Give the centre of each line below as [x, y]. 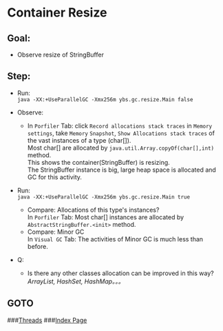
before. [38, 246]
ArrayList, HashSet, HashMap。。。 [76, 281]
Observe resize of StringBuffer [61, 54]
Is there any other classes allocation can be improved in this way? [121, 273]
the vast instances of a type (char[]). [79, 140]
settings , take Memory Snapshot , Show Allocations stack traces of [121, 133]
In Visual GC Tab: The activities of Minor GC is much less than [115, 239]
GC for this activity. [55, 177]
